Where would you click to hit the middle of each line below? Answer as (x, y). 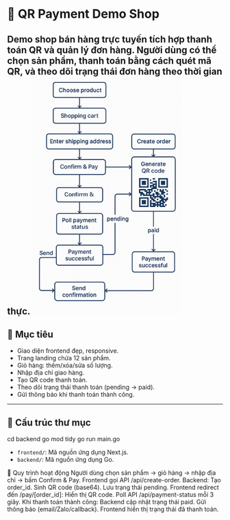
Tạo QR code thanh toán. (52, 380)
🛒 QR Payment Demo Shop (83, 14)
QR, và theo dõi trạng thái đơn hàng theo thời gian (115, 71)
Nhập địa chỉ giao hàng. (51, 373)
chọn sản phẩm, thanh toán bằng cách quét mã (110, 61)
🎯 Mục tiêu (30, 334)
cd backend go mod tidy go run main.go (64, 439)
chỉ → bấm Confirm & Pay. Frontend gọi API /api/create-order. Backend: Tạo (114, 480)
